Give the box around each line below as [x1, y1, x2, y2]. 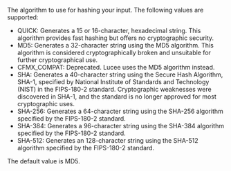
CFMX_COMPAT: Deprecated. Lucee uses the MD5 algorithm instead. [17, 63, 215, 71]
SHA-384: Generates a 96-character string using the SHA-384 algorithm [17, 122, 225, 130]
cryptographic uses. [17, 100, 75, 108]
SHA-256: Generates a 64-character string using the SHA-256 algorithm [17, 107, 223, 115]
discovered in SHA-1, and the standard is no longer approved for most [17, 92, 216, 101]
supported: [7, 13, 39, 21]
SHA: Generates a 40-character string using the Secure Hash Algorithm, [17, 70, 223, 79]
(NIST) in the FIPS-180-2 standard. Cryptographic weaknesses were [17, 85, 212, 93]
